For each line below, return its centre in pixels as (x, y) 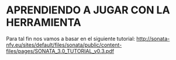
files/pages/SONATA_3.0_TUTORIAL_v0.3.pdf (60, 51)
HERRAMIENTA (44, 22)
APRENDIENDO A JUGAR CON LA (88, 10)
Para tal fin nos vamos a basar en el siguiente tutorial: (71, 38)
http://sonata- (153, 38)
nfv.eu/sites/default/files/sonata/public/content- (64, 45)
